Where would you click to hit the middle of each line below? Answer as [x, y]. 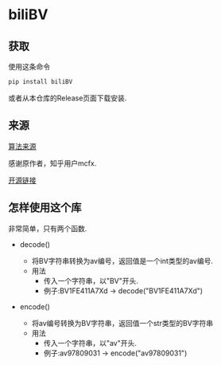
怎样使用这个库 [45, 208]
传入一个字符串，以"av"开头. [90, 343]
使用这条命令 [29, 67]
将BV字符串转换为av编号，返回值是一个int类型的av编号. [122, 261]
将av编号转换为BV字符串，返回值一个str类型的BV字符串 [122, 323]
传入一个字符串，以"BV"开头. [91, 281]
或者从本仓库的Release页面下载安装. [68, 98]
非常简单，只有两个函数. [48, 228]
